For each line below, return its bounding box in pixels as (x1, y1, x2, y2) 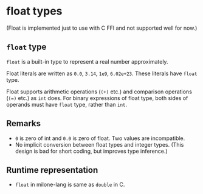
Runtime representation (6, 165, 98, 175)
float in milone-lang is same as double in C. (15, 181, 125, 189)
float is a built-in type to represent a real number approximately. (6, 58, 168, 65)
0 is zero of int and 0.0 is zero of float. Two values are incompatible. (15, 135, 185, 142)
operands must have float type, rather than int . (6, 101, 128, 108)
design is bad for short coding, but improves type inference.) (15, 147, 168, 155)
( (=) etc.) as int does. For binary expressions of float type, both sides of (6, 94, 188, 101)
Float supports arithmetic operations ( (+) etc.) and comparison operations (6, 88, 193, 95)
